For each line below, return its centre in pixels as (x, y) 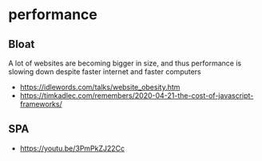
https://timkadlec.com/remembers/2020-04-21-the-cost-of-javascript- (137, 96)
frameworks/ (41, 104)
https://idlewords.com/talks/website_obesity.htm (100, 87)
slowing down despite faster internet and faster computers (105, 72)
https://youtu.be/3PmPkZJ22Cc (72, 148)
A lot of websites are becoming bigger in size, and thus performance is (125, 63)
